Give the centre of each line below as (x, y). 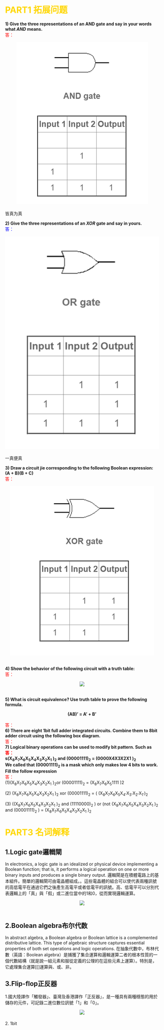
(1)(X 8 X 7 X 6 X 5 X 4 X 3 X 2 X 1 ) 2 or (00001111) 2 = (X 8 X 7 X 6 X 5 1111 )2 (65, 783)
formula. (14, 705)
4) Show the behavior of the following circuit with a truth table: (70, 669)
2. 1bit (11, 1023)
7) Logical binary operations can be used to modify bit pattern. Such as (79, 747)
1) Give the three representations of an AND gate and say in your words (79, 24)
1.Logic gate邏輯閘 (33, 852)
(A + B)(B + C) (19, 473)
